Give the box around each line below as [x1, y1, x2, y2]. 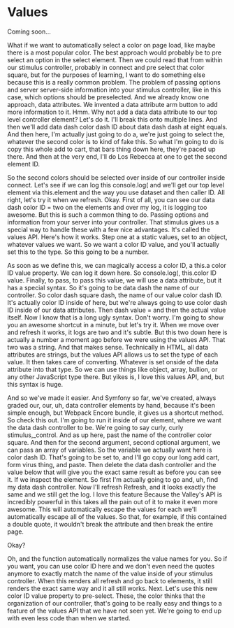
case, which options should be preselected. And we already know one [7, 92, 210, 101]
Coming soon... [7, 27, 51, 36]
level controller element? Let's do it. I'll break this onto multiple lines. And [7, 115, 218, 123]
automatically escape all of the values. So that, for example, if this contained [7, 512, 227, 521]
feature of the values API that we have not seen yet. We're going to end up [7, 606, 222, 615]
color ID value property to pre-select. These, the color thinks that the [7, 592, 206, 600]
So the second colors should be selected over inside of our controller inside [7, 173, 226, 182]
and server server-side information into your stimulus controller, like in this [7, 85, 221, 94]
